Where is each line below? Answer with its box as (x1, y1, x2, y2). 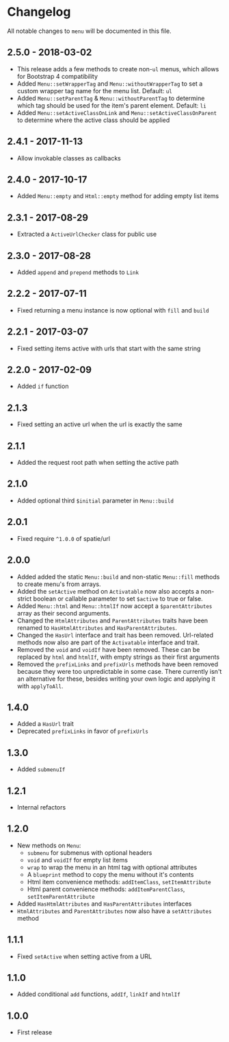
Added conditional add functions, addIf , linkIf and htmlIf (16, 990, 181, 998)
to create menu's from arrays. (16, 580, 101, 588)
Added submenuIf (16, 765, 66, 773)
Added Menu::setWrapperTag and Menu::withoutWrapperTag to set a (16, 80, 203, 88)
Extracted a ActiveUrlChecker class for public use (16, 230, 157, 239)
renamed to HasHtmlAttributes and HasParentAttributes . (16, 623, 178, 631)
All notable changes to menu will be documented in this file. (7, 27, 172, 35)
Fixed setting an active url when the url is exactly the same (16, 420, 183, 428)
